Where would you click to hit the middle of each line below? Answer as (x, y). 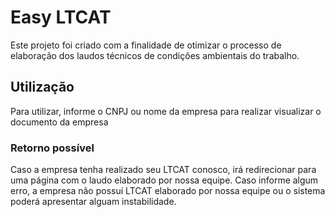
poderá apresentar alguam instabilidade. (93, 202)
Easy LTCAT (61, 17)
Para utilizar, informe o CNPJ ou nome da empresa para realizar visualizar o (166, 111)
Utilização (42, 87)
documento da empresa (59, 122)
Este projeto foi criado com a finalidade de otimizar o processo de (146, 45)
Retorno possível (52, 148)
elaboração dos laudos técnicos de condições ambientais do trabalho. (155, 55)
